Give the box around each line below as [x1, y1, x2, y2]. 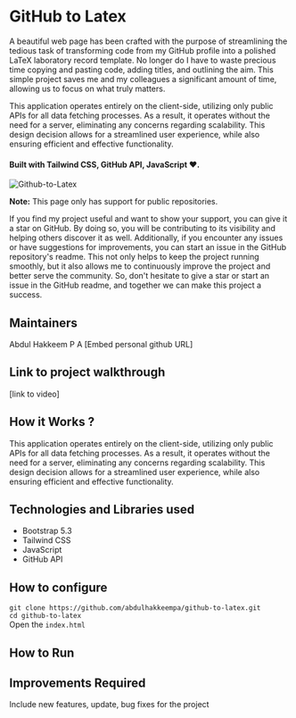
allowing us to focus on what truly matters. [9, 83, 166, 94]
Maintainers [9, 315, 78, 330]
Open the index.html [9, 619, 86, 630]
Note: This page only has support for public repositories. [9, 196, 218, 207]
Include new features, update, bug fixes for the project [9, 699, 210, 710]
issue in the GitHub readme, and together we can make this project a [9, 280, 261, 291]
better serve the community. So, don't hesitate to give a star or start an [9, 271, 270, 281]
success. [9, 289, 43, 300]
